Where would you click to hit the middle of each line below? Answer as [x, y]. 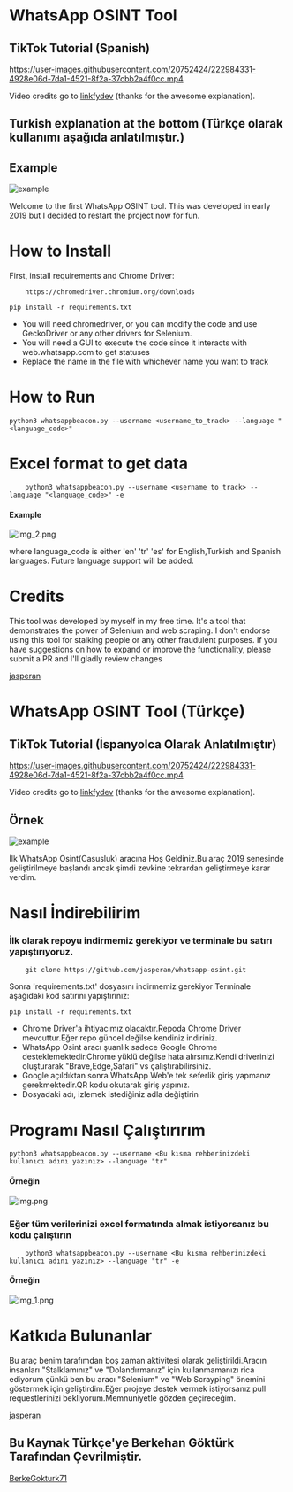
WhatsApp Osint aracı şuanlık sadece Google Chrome [120, 1047]
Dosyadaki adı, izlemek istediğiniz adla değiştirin [110, 1094]
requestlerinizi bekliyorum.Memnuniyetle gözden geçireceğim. [123, 1398]
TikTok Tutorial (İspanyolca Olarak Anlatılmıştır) [143, 744]
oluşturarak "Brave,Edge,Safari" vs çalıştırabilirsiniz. [116, 1066]
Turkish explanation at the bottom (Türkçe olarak [146, 124]
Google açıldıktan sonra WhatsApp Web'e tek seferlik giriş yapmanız [146, 1076]
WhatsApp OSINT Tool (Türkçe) [127, 711]
